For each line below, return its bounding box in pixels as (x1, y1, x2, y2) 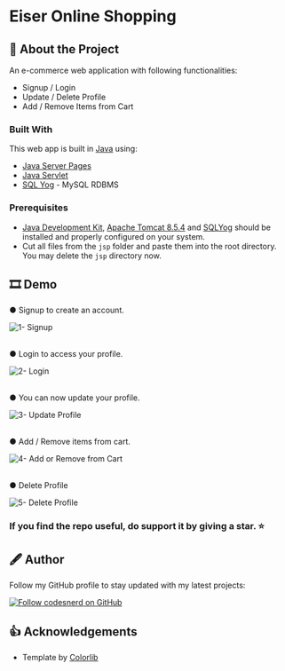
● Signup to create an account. (9, 304, 124, 316)
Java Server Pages (21, 161, 91, 171)
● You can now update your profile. (9, 392, 140, 403)
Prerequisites (9, 201, 68, 214)
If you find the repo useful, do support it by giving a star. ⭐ (9, 520, 265, 533)
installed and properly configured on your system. (21, 231, 206, 241)
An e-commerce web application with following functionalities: (9, 65, 238, 75)
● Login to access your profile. (9, 349, 123, 359)
